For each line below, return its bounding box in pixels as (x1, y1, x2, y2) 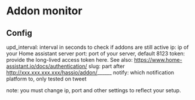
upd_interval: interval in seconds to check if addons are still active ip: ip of (6, 43, 189, 51)
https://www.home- (133, 57, 182, 63)
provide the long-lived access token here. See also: (6, 57, 133, 63)
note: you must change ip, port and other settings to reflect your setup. (6, 87, 181, 93)
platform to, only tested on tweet (6, 76, 87, 82)
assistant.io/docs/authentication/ (6, 62, 88, 70)
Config (6, 28, 32, 38)
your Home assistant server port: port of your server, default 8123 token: (6, 50, 185, 57)
